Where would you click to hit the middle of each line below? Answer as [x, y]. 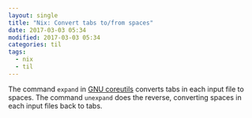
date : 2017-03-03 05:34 [47, 30]
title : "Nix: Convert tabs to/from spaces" [81, 23]
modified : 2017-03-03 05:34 [55, 37]
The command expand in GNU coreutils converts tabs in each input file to [126, 89]
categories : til [35, 45]
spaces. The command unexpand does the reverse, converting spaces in [125, 97]
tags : [17, 52]
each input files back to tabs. [55, 105]
